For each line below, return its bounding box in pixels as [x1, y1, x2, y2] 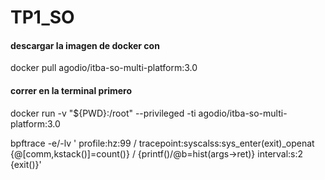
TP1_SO [10, 6, 75, 29]
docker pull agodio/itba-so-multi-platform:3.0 [10, 62, 198, 74]
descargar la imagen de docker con [10, 39, 160, 51]
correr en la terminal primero [10, 84, 133, 96]
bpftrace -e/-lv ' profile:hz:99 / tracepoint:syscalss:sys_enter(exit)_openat [10, 137, 315, 149]
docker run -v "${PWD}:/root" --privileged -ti [10, 107, 197, 119]
